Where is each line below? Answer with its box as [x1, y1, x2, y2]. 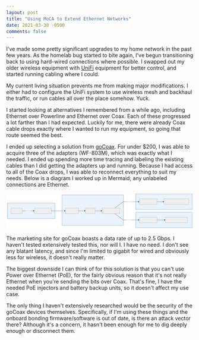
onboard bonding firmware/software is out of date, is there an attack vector [6, 314, 191, 322]
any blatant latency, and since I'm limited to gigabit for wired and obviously [6, 247, 189, 254]
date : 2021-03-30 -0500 [6, 22, 65, 28]
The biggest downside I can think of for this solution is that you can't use [6, 265, 185, 272]
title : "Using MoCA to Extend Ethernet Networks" [6, 15, 132, 22]
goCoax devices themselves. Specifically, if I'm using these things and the [6, 308, 188, 315]
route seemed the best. [6, 131, 64, 139]
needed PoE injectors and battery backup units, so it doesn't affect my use [6, 284, 189, 291]
